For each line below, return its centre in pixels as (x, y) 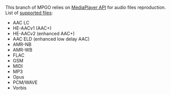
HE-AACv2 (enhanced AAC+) (44, 33)
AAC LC (21, 23)
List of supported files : (29, 13)
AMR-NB (22, 44)
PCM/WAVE (25, 82)
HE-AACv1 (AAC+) (32, 28)
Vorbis (19, 88)
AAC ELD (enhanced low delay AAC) (51, 39)
